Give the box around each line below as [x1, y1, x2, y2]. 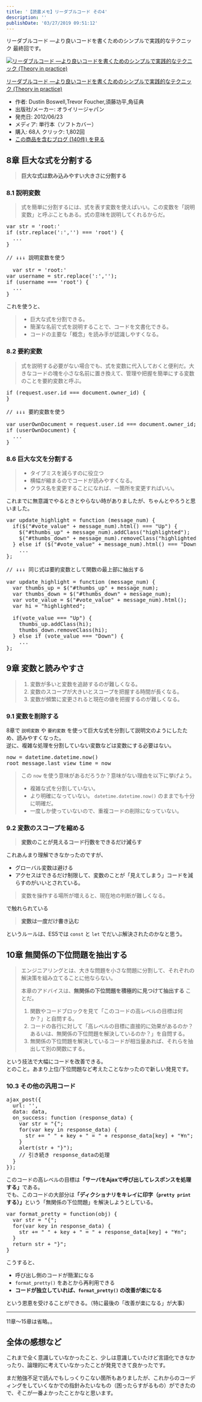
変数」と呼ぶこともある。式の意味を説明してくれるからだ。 [20, 211, 168, 219]
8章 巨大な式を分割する [6, 155, 93, 166]
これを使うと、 [6, 303, 43, 310]
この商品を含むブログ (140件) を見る [14, 136, 105, 143]
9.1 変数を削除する [6, 712, 59, 720]
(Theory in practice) [13, 85, 63, 93]
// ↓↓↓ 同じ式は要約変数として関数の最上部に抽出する [6, 566, 144, 573]
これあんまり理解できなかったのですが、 [6, 851, 106, 858]
